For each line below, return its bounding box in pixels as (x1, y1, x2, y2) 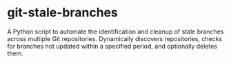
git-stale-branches (7, 5, 119, 21)
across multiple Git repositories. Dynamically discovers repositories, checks (7, 34, 223, 42)
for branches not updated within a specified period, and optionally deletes (7, 42, 218, 50)
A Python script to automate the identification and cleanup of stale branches (7, 27, 224, 36)
